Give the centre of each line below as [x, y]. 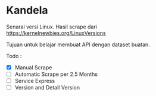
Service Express [35, 81]
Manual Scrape [33, 67]
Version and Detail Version [47, 88]
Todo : [14, 56]
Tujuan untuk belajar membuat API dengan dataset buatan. [78, 44]
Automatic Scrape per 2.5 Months [56, 74]
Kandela [27, 10]
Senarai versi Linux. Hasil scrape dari [52, 27]
